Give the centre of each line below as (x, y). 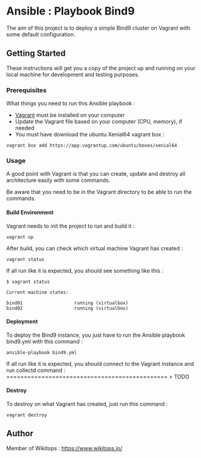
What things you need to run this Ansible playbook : (71, 104)
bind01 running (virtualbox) (68, 303)
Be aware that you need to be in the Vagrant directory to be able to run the (99, 192)
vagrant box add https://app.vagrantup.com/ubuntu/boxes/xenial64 (92, 146)
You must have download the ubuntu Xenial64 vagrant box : (90, 134)
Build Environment (30, 212)
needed (25, 128)
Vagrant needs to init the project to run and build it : (71, 226)
